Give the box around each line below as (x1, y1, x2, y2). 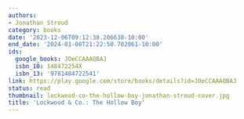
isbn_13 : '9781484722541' (15, 70, 100, 78)
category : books (8, 26, 61, 34)
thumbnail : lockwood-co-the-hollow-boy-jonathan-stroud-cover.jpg (8, 92, 230, 99)
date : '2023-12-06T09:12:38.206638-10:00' (8, 33, 149, 41)
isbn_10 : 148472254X (15, 63, 82, 70)
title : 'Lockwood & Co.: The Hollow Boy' (8, 99, 146, 106)
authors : (8, 11, 37, 20)
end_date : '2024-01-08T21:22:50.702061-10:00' (8, 41, 163, 49)
